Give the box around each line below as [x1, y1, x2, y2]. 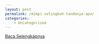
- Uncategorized [14, 20, 47, 25]
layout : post [5, 7, 32, 12]
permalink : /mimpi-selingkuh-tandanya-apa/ [5, 11, 95, 16]
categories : [5, 16, 29, 21]
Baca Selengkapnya [5, 33, 45, 39]
